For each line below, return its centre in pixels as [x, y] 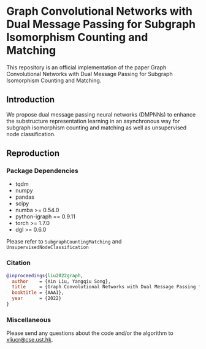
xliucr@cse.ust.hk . [30, 340]
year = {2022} [37, 299]
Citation [18, 263]
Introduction [31, 100]
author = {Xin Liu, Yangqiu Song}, [62, 281]
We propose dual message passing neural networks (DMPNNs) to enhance [101, 114]
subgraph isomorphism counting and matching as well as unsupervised [97, 128]
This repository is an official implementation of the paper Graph [86, 67]
